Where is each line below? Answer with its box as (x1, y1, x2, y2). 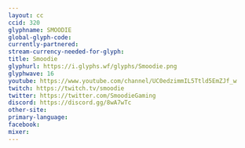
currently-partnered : (8, 41, 79, 49)
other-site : (8, 106, 47, 114)
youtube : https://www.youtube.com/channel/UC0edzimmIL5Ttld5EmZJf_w (8, 77, 237, 85)
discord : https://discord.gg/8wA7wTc (8, 99, 132, 106)
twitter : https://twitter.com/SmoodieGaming (8, 92, 156, 99)
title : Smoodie (8, 56, 58, 63)
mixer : (8, 128, 30, 135)
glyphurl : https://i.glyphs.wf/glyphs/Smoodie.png (8, 63, 177, 70)
